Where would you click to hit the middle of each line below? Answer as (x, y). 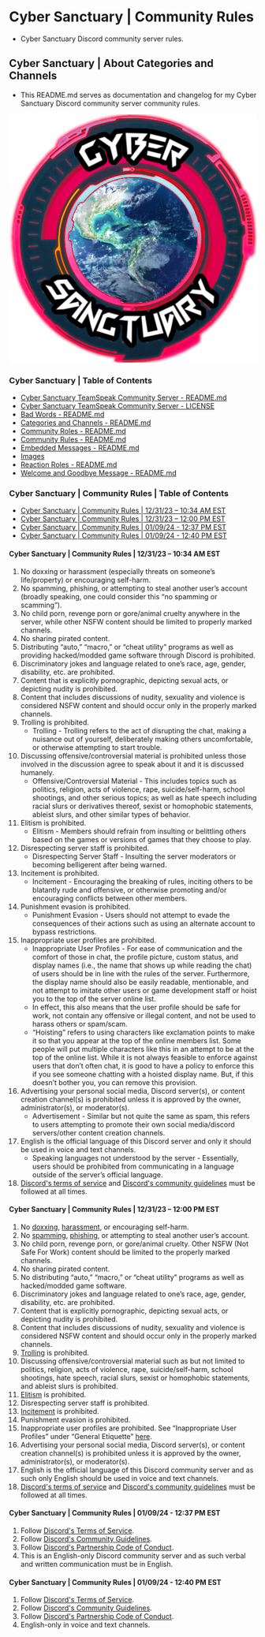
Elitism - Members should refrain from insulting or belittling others (139, 831)
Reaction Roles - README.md (69, 464)
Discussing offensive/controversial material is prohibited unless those (133, 755)
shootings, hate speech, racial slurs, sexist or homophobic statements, (135, 1378)
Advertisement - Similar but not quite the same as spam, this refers (141, 1116)
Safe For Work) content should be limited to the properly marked (125, 1252)
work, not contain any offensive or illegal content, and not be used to (144, 1015)
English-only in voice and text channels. (85, 1625)
